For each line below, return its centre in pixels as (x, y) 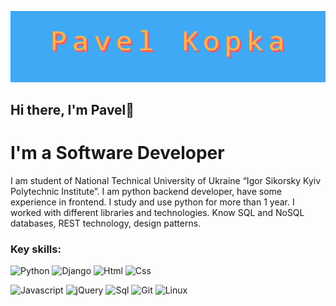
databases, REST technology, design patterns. (106, 223)
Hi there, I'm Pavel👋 (72, 110)
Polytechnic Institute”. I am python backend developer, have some (146, 192)
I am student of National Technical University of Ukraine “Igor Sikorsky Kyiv (166, 181)
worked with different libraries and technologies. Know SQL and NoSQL (157, 213)
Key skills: (36, 249)
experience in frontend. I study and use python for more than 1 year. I (152, 202)
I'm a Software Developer (117, 153)
